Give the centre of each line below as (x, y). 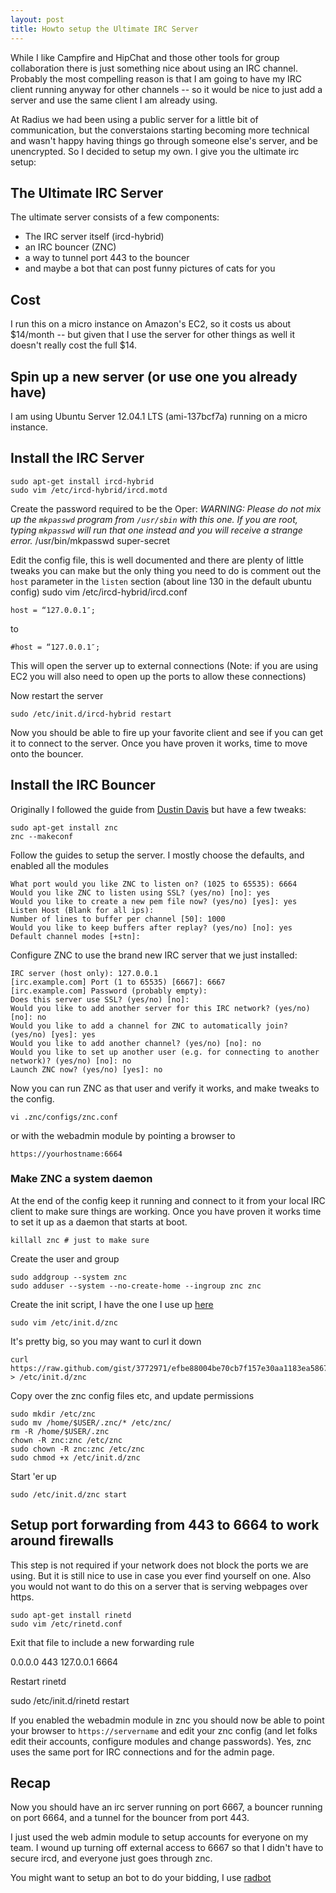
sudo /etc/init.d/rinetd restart (70, 1700)
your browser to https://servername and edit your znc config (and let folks (164, 1730)
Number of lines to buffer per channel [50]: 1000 (118, 919)
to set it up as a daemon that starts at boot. (99, 1222)
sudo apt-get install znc (64, 827)
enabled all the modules (59, 865)
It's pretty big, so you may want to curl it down (106, 1341)
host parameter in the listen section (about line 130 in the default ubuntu (161, 581)
